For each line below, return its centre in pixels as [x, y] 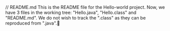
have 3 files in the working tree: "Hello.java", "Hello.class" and [71, 12]
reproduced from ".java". [31, 23]
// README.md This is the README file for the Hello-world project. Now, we [85, 7]
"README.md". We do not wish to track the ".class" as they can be [76, 18]
